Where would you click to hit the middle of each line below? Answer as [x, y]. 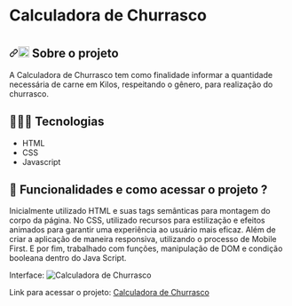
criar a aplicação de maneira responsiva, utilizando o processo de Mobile [143, 239]
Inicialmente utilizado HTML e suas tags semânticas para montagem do [140, 211]
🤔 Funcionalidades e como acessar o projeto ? [138, 190]
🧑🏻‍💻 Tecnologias [57, 122]
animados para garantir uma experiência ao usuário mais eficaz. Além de [143, 230]
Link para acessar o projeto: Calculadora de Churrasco [110, 293]
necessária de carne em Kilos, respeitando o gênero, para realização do [141, 84]
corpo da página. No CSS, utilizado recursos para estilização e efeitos [137, 220]
